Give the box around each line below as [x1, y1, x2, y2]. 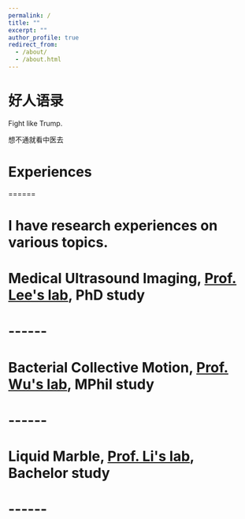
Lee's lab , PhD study [8, 286, 146, 304]
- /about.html [15, 56, 61, 64]
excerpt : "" [8, 26, 47, 34]
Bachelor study [8, 464, 110, 482]
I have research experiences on [8, 216, 218, 234]
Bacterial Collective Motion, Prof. [8, 358, 228, 376]
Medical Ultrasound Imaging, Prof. [8, 270, 237, 288]
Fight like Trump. [8, 118, 63, 128]
